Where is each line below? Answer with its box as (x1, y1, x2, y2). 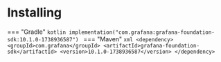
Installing (7, 5, 62, 21)
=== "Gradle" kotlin (7, 28, 67, 36)
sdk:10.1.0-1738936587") (7, 36, 79, 43)
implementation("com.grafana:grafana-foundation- (69, 29, 215, 36)
